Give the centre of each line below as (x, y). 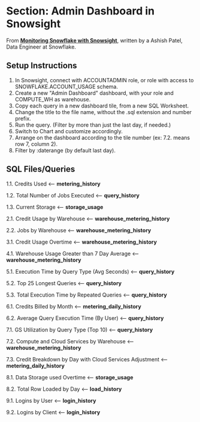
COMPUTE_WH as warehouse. (53, 99)
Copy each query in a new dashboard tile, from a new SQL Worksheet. (102, 106)
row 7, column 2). (36, 144)
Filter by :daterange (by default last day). (65, 150)
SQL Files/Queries (41, 169)
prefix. (23, 118)
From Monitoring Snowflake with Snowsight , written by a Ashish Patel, (94, 40)
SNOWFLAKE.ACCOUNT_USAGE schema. (66, 86)
